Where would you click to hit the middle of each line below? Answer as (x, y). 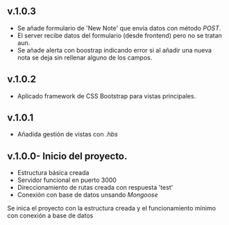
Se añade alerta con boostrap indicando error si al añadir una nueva (114, 50)
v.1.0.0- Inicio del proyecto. (67, 156)
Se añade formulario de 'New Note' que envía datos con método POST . (119, 28)
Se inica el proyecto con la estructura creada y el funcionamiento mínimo (112, 208)
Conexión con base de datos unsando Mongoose (87, 195)
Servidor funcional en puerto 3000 (67, 180)
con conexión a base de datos (50, 216)
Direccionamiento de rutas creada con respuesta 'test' (95, 188)
